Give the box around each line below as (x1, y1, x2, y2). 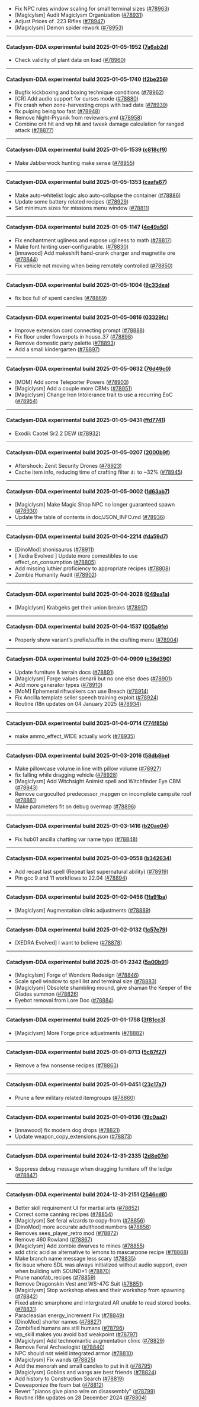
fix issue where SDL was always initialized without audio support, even (14, 1261, 188, 1268)
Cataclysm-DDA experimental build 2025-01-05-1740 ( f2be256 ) (6, 76, 168, 83)
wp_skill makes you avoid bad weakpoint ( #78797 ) (14, 1330, 138, 1338)
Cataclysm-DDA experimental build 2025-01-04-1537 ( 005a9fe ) (6, 623, 169, 630)
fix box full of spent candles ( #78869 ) (14, 295, 108, 302)
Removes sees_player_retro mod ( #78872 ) (14, 1229, 118, 1237)
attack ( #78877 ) (14, 127, 54, 134)
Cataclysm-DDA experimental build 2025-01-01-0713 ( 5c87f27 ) (6, 1049, 167, 1056)
